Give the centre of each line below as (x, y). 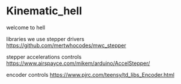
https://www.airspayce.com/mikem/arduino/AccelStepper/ (78, 63)
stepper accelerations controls (44, 57)
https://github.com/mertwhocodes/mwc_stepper (66, 45)
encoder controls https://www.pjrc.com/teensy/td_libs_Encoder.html (90, 74)
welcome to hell (26, 27)
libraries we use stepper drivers (46, 39)
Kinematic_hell (44, 11)
